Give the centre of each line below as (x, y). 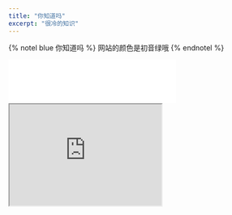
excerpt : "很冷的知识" (44, 24)
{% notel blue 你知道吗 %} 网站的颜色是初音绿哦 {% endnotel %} (116, 47)
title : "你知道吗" (37, 16)
